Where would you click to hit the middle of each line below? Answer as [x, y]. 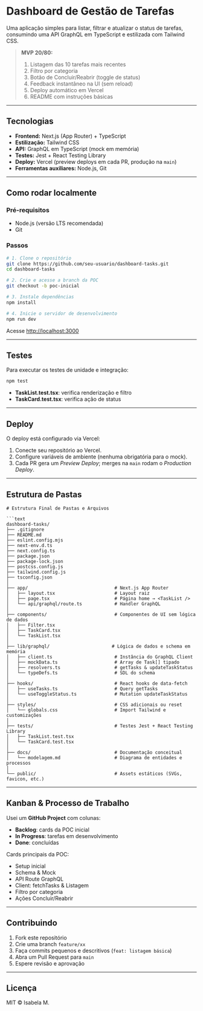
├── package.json [28, 556]
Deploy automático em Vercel [67, 90]
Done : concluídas [37, 842]
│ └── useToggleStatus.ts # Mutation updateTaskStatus [97, 694]
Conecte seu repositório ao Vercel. [58, 451]
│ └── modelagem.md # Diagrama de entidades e [94, 757]
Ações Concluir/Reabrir [44, 898]
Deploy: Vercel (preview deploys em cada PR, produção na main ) [96, 161]
